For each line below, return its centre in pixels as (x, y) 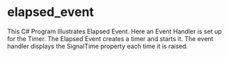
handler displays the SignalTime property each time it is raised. (98, 46)
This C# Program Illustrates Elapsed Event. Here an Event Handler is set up (114, 31)
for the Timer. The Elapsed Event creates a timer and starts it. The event (110, 38)
